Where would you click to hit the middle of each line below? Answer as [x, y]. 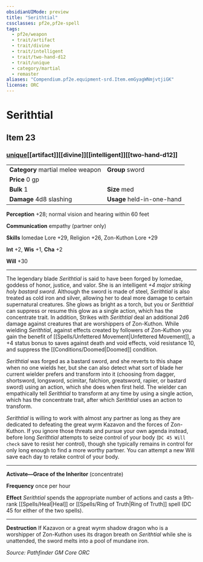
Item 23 [21, 137]
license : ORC [23, 85]
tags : [13, 29]
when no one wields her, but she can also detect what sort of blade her [95, 367]
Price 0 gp [24, 179]
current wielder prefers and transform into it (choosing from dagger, [91, 374]
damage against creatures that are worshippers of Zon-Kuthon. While [93, 323]
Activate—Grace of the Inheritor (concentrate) [65, 474]
